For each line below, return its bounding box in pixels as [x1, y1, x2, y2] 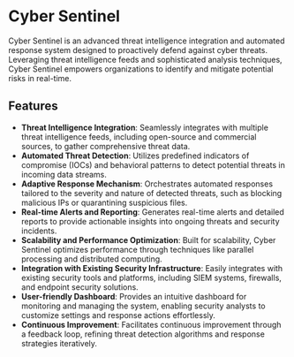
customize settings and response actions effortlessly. [20, 309, 215, 320]
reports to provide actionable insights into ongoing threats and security [20, 216, 280, 226]
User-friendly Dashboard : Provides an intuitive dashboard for [20, 291, 247, 301]
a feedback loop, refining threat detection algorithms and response [20, 329, 266, 339]
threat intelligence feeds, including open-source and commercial [20, 131, 257, 142]
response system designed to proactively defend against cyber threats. [8, 44, 268, 55]
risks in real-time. [8, 72, 72, 83]
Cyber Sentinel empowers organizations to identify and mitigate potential [8, 64, 274, 74]
